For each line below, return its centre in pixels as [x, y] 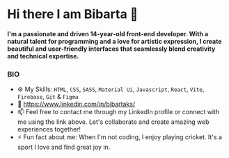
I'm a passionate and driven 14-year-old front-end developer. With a [108, 33]
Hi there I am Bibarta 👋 [73, 14]
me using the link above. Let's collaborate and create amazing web [113, 122]
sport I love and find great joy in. [64, 147]
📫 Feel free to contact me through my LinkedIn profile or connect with [118, 112]
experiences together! [49, 129]
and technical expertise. [43, 56]
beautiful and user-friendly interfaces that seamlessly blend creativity [111, 49]
